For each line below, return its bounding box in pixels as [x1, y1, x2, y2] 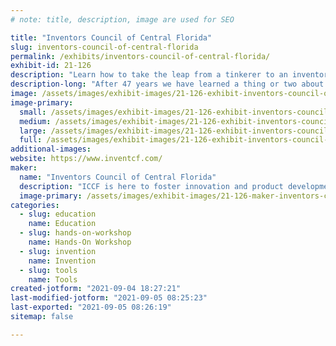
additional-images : [10, 144, 92, 155]
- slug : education [19, 209, 97, 220]
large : [19, 126, 47, 136]
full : [19, 135, 43, 145]
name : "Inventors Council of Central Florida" [19, 172, 217, 182]
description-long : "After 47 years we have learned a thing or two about [10, 79, 325, 90]
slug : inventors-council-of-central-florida [10, 42, 199, 52]
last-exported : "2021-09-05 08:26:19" [10, 302, 172, 313]
